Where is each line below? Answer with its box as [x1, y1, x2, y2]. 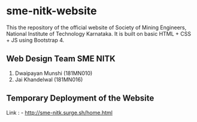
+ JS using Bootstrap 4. [6, 36, 65, 43]
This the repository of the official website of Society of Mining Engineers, [6, 24, 187, 31]
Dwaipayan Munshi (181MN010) [14, 70, 93, 77]
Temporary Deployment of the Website [6, 93, 154, 104]
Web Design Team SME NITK [6, 54, 116, 64]
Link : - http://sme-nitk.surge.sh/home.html [6, 109, 113, 116]
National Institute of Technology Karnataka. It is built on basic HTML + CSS [6, 30, 192, 37]
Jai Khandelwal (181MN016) [14, 76, 83, 83]
